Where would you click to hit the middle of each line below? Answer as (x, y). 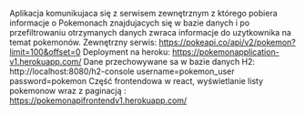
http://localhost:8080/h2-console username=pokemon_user (122, 71)
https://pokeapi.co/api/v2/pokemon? (227, 42)
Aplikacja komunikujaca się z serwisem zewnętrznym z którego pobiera (143, 13)
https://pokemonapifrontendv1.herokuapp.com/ (98, 100)
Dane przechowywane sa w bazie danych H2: (169, 62)
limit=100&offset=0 (45, 52)
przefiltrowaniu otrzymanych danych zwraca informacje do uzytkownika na (150, 32)
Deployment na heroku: (127, 52)
